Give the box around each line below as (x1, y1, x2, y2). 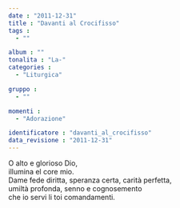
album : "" (8, 49, 45, 57)
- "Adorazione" (15, 114, 66, 122)
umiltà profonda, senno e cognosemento (8, 184, 142, 193)
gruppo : (8, 85, 38, 93)
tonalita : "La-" (8, 56, 66, 64)
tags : (8, 26, 30, 34)
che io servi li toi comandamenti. (8, 193, 116, 202)
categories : (8, 63, 52, 72)
